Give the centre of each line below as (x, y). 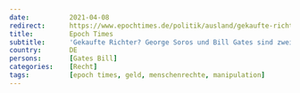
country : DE (43, 50)
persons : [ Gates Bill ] (63, 58)
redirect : (28, 26)
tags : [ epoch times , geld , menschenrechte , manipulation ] (137, 75)
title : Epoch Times (62, 34)
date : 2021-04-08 (59, 17)
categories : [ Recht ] (54, 67)
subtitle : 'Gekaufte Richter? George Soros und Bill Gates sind (142, 42)
